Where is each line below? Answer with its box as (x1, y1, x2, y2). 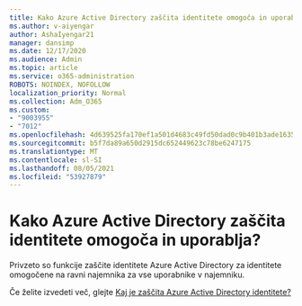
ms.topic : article (9, 64, 78, 73)
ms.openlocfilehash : (9, 130, 87, 139)
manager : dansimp (9, 38, 75, 48)
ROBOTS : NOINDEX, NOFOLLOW (9, 80, 111, 89)
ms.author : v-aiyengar (9, 22, 94, 31)
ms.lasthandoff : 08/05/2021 (9, 164, 115, 173)
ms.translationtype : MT (9, 147, 99, 156)
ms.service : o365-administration (9, 72, 135, 81)
